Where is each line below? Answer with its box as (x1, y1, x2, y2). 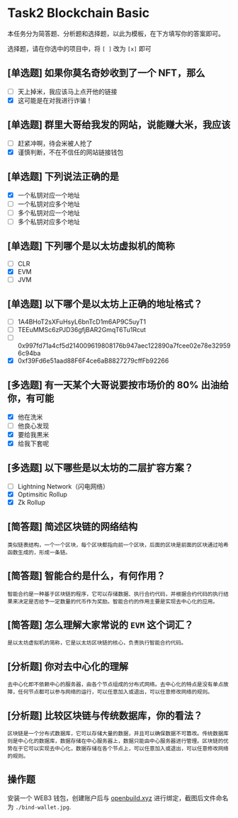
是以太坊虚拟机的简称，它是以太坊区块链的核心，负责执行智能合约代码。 (7, 640, 187, 647)
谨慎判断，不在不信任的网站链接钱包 (17, 147, 124, 157)
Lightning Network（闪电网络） (17, 482, 110, 490)
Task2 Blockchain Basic (7, 5, 150, 21)
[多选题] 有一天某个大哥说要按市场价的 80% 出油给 (7, 379, 229, 391)
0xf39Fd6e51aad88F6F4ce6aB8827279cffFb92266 (17, 356, 169, 365)
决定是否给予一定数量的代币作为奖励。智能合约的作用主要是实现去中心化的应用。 (17, 598, 218, 605)
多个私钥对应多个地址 (17, 217, 80, 226)
